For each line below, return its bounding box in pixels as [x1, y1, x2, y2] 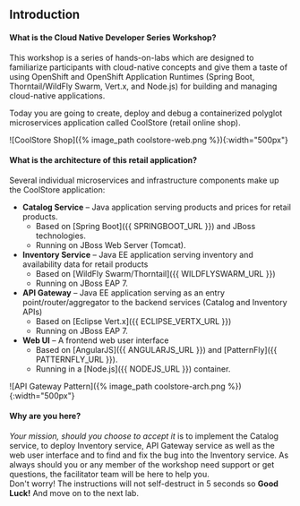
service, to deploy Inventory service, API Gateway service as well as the [9, 441, 276, 450]
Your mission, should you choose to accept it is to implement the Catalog [9, 431, 279, 442]
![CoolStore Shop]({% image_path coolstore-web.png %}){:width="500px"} [9, 134, 288, 145]
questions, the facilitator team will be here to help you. [9, 469, 210, 479]
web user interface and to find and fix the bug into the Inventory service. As [9, 450, 289, 460]
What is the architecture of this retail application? [9, 155, 198, 166]
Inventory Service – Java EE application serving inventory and [21, 249, 253, 260]
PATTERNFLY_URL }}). [35, 354, 118, 364]
